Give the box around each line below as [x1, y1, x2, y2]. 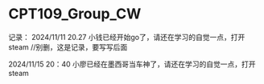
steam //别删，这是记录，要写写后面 [8, 42, 128, 52]
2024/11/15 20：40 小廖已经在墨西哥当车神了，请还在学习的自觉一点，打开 [8, 59, 256, 69]
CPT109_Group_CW [8, 5, 142, 23]
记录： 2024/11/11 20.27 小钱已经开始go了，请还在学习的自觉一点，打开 [8, 32, 245, 42]
